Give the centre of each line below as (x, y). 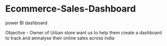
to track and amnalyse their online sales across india (60, 38)
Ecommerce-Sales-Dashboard (71, 9)
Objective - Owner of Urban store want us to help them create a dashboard (83, 32)
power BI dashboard (26, 23)
